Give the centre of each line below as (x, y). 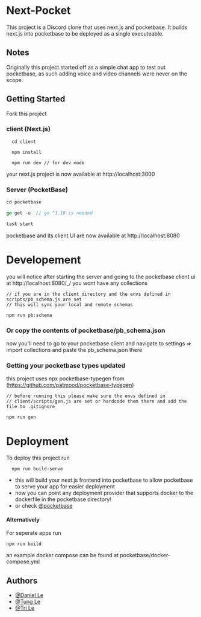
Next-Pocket (39, 11)
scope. (15, 80)
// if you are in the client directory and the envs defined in (88, 294)
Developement (44, 260)
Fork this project (26, 113)
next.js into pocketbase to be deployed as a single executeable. (85, 33)
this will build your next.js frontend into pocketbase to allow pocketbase (104, 480)
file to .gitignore (31, 407)
